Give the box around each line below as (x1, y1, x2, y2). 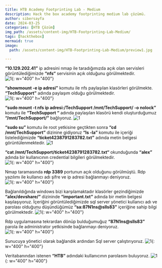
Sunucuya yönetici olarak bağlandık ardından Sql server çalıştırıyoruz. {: (5, 238, 155, 244)
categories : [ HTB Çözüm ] (5, 25, 55, 30)
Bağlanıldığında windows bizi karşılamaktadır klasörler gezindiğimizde (5, 189, 144, 194)
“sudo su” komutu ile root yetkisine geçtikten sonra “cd (5, 124, 117, 130)
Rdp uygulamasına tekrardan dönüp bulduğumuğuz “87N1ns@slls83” (5, 219, 145, 224)
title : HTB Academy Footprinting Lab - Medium (5, 7, 101, 12)
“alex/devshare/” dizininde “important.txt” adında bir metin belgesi (5, 193, 142, 199)
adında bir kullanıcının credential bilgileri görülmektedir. (5, 154, 115, 160)
